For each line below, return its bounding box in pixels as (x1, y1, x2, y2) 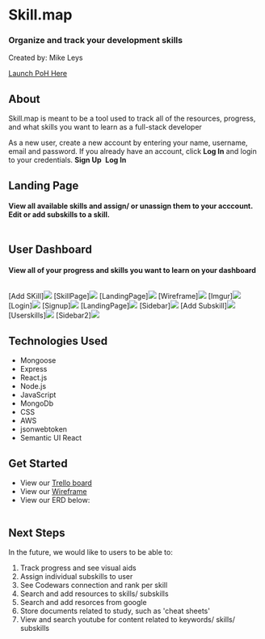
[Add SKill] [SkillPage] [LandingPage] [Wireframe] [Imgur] (8, 292, 233, 301)
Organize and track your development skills (8, 35, 183, 46)
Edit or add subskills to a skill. (8, 210, 111, 219)
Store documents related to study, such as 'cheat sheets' (19, 606, 210, 616)
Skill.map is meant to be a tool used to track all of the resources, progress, (8, 113, 256, 123)
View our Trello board (19, 478, 93, 488)
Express (19, 364, 48, 374)
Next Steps (8, 526, 65, 539)
